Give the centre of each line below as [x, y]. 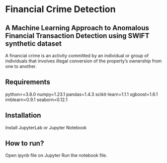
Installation [23, 115]
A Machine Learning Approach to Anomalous [77, 28]
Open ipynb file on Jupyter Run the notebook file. [56, 155]
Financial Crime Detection [60, 9]
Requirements [28, 82]
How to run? [25, 144]
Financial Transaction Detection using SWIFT [77, 35]
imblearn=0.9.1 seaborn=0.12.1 [36, 100]
